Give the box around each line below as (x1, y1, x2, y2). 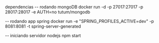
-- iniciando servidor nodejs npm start (5, 33, 81, 38)
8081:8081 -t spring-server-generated (5, 23, 81, 29)
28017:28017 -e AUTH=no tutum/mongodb (5, 9, 91, 15)
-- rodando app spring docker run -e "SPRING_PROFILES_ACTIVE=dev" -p (5, 19, 154, 24)
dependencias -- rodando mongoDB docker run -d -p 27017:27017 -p (5, 4, 143, 10)
